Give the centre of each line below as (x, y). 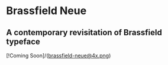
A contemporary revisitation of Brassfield (84, 32)
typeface (23, 41)
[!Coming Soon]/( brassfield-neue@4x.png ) (59, 56)
